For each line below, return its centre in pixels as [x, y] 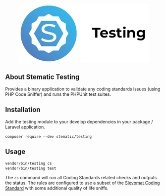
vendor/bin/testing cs [28, 164]
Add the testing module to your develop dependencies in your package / [79, 121]
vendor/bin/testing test [31, 169]
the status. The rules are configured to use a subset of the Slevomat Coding [82, 183]
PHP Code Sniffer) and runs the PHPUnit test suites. [58, 94]
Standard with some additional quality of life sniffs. [57, 188]
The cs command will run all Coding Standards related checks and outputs [81, 178]
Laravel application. [25, 127]
